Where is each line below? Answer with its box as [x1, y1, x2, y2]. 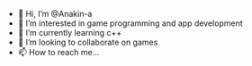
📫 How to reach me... [17, 47, 100, 57]
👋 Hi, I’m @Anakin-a [17, 9, 93, 19]
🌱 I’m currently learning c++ [17, 28, 122, 37]
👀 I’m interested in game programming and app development [17, 18, 243, 29]
